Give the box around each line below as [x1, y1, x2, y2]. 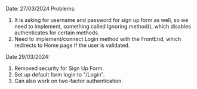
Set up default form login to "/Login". [14, 71, 105, 78]
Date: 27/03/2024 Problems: [5, 5, 76, 12]
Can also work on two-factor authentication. [14, 77, 124, 84]
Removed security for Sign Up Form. [14, 65, 104, 72]
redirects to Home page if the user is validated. [14, 42, 130, 49]
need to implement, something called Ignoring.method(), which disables [14, 23, 192, 30]
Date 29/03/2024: [5, 53, 50, 60]
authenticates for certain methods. [14, 29, 100, 36]
